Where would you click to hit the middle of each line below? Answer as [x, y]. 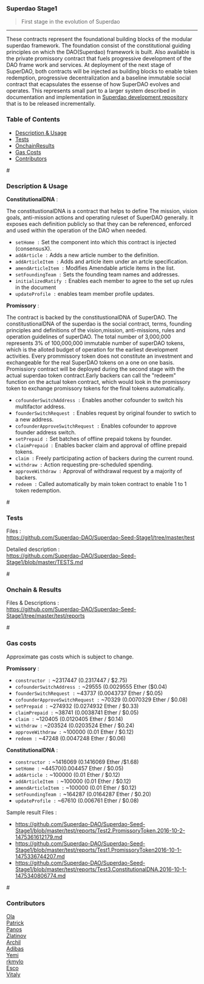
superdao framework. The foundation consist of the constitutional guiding [99, 46]
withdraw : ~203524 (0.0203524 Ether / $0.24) [75, 725]
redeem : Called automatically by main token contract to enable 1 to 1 [101, 483]
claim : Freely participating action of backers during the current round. [104, 458]
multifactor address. [40, 406]
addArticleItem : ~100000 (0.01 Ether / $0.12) [73, 781]
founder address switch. [46, 432]
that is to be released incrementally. [51, 104]
